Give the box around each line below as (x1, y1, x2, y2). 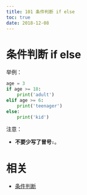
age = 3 (6, 80, 26, 87)
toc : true (6, 14, 31, 20)
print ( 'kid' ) (17, 114, 49, 120)
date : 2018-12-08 (6, 20, 49, 26)
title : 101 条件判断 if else (6, 8, 75, 15)
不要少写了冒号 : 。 (14, 139, 60, 146)
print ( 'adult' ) (17, 92, 55, 98)
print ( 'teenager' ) (17, 103, 63, 109)
